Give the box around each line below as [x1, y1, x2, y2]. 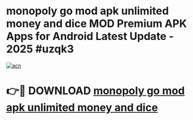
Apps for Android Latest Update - [6, 30, 174, 43]
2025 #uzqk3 [6, 42, 74, 56]
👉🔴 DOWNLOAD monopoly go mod [6, 84, 185, 98]
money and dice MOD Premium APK [6, 17, 187, 30]
